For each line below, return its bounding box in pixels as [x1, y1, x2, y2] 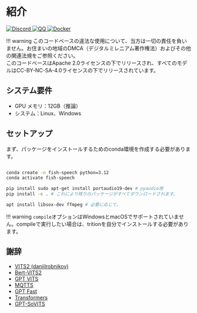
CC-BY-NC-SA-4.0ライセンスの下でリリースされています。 [16, 66, 159, 74]
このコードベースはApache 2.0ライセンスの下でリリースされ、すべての [6, 59, 178, 66]
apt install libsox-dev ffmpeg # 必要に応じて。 [6, 202, 121, 208]
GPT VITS [14, 275, 39, 282]
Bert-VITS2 [14, 269, 42, 276]
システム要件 [6, 86, 53, 96]
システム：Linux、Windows [14, 109, 81, 116]
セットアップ [6, 129, 53, 139]
